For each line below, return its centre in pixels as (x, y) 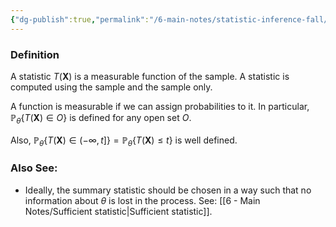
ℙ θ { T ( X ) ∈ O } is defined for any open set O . (101, 118)
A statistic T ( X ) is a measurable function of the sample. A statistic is (150, 76)
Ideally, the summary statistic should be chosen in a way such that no (168, 190)
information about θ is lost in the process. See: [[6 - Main (142, 200)
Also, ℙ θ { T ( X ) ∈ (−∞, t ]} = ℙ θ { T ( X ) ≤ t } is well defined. (124, 141)
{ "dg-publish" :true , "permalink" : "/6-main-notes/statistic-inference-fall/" (171, 19)
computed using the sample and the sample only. (111, 87)
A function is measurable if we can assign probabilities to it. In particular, (160, 106)
